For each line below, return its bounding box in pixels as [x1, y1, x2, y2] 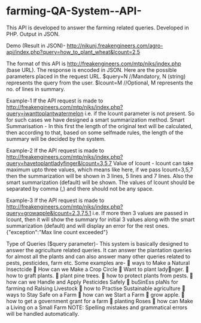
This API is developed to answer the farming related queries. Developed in [6, 24, 190, 31]
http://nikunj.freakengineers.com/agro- [66, 42, 163, 49]
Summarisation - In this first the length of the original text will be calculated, [6, 122, 193, 129]
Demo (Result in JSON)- [6, 42, 66, 49]
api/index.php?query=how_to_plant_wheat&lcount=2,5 [6, 48, 141, 55]
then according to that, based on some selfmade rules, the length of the [6, 129, 184, 136]
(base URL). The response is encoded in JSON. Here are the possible [6, 66, 177, 73]
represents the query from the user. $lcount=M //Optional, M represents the [6, 79, 193, 86]
